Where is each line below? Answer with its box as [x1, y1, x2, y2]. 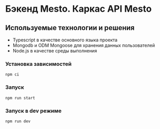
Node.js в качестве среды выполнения [12, 48, 97, 54]
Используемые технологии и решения [5, 23, 135, 32]
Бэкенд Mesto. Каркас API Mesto [5, 3, 152, 15]
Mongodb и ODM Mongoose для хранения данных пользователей [12, 42, 155, 48]
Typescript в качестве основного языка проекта [12, 37, 118, 43]
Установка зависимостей [5, 60, 72, 67]
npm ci [5, 72, 19, 77]
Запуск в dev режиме [5, 107, 62, 114]
